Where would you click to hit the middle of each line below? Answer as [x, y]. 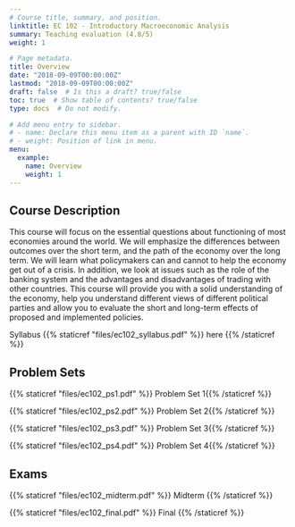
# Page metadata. [42, 59]
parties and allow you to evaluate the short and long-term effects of [134, 308]
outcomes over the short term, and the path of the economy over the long [145, 251]
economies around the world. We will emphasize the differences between [144, 241]
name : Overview [54, 166]
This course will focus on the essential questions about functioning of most [147, 232]
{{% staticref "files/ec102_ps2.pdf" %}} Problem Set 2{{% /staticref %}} [142, 411]
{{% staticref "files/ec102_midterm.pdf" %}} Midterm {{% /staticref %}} [141, 495]
